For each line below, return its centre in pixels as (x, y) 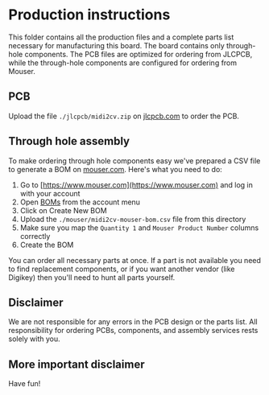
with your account (50, 193)
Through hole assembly (69, 141)
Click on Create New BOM (63, 210)
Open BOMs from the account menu (80, 202)
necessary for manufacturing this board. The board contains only (117, 45)
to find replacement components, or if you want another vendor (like (122, 269)
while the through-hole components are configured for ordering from (123, 63)
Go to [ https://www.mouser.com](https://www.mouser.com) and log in (137, 185)
